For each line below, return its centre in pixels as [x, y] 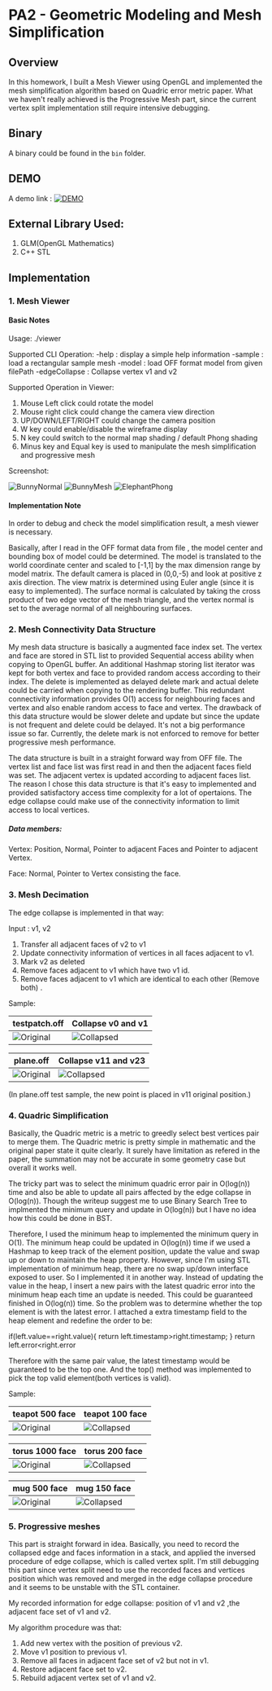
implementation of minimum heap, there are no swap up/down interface [129, 1269]
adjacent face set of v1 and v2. [60, 1612]
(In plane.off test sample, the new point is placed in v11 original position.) [130, 1094]
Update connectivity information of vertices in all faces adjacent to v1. [137, 953]
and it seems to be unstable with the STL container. [94, 1588]
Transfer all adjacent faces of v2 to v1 [83, 944]
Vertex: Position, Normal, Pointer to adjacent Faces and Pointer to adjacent [133, 850]
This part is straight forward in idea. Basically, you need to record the [124, 1544]
